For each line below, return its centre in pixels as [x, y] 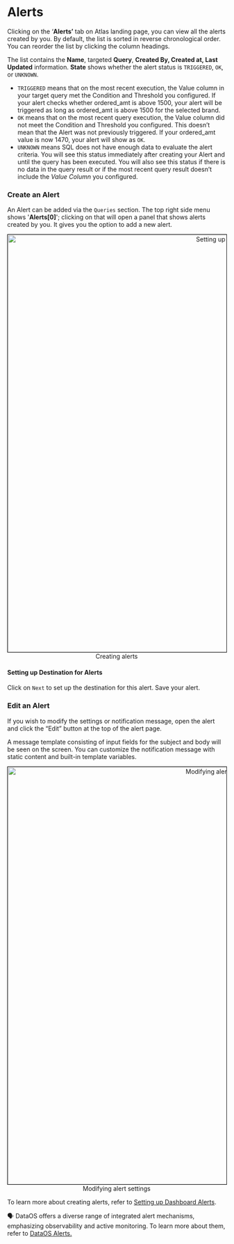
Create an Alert [34, 194]
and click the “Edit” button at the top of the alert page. [84, 728]
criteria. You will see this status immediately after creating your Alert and [121, 154]
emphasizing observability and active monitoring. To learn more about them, [116, 1226]
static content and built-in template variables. [72, 756]
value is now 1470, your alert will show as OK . [81, 139]
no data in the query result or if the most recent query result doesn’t [115, 169]
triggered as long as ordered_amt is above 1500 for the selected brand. [119, 110]
